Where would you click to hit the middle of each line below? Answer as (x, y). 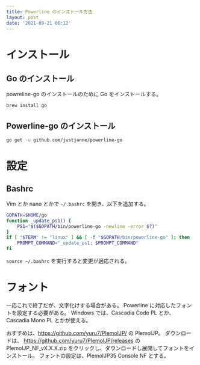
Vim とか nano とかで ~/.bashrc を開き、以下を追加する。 (78, 204)
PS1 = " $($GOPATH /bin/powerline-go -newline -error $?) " (87, 226)
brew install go (27, 106)
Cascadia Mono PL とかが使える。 (49, 320)
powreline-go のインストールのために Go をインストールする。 (84, 94)
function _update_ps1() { (39, 221)
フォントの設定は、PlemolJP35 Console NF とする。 (104, 356)
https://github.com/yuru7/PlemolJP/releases (78, 341)
